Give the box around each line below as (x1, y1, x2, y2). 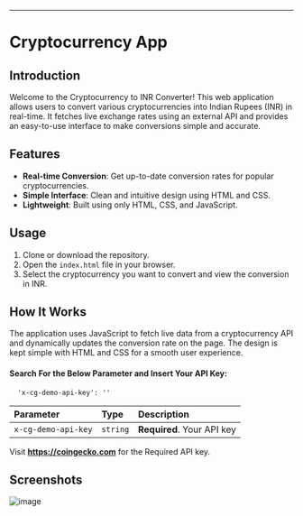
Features (9, 146, 60, 162)
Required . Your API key (138, 423, 237, 436)
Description (138, 408, 189, 420)
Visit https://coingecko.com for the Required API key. (9, 446, 210, 456)
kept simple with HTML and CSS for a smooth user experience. (9, 347, 243, 358)
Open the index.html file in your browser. (22, 259, 176, 270)
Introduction (9, 68, 81, 83)
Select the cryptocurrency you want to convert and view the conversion (22, 268, 289, 280)
